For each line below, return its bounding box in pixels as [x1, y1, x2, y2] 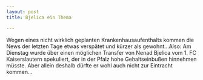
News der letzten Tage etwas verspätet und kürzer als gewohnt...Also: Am [6, 43, 191, 50]
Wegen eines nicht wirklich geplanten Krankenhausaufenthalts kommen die [6, 36, 195, 43]
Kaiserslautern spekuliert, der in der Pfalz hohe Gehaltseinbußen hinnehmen [6, 55, 197, 63]
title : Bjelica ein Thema [6, 14, 72, 20]
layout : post [6, 8, 39, 15]
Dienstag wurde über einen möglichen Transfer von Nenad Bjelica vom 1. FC [6, 49, 197, 56]
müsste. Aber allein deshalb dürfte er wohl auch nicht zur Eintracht [6, 61, 173, 69]
